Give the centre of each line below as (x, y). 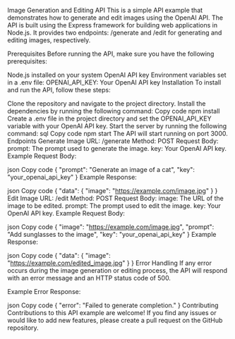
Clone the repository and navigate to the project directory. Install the (107, 104)
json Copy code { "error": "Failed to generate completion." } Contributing (113, 305)
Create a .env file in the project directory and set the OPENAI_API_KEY (109, 118)
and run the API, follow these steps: (59, 90)
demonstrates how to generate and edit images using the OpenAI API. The (115, 18)
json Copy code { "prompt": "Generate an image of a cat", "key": (101, 169)
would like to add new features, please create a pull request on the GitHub (115, 320)
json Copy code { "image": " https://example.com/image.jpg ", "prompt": (111, 227)
